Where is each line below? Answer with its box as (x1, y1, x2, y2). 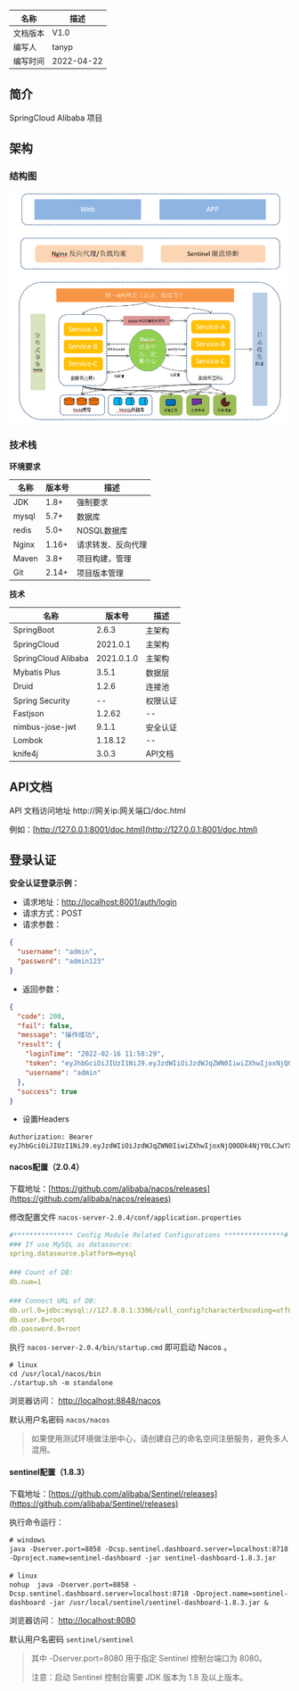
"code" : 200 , (17, 1012, 66, 1021)
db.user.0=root (9, 1315, 66, 1324)
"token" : (25, 1059, 58, 1068)
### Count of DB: (9, 1268, 74, 1277)
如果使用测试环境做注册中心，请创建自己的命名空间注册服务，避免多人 (30, 1433, 289, 1444)
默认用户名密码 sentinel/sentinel (9, 1634, 134, 1645)
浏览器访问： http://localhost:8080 (9, 1614, 136, 1625)
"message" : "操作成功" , (17, 1031, 101, 1040)
